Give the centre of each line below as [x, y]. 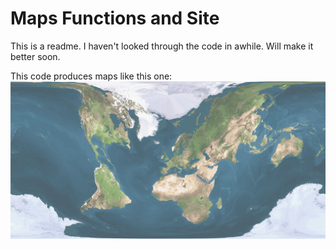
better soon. [35, 56]
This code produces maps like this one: [91, 76]
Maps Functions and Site [115, 18]
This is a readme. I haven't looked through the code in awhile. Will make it [162, 46]
